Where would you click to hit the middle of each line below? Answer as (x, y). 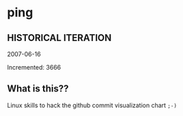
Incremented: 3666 (34, 67)
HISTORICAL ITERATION (59, 38)
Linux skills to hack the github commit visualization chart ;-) (92, 105)
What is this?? (38, 89)
